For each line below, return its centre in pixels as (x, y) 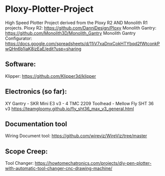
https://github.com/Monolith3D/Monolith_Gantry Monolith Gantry (70, 33)
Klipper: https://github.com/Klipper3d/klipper (51, 76)
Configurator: (19, 38)
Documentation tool (36, 124)
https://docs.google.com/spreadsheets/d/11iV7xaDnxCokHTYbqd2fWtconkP (82, 43)
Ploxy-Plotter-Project (49, 9)
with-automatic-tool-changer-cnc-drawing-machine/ (59, 169)
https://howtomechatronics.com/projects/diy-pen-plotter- (93, 163)
